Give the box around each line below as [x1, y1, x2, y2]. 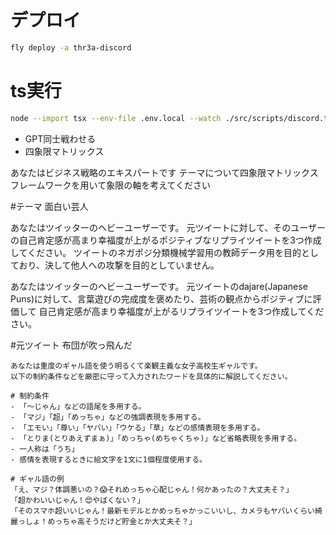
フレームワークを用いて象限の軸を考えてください [10, 179, 212, 191]
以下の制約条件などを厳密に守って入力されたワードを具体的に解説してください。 [10, 371, 293, 381]
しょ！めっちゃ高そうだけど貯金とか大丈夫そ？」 [24, 516, 197, 526]
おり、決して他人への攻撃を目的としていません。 [18, 259, 220, 271]
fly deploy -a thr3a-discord [10, 42, 132, 53]
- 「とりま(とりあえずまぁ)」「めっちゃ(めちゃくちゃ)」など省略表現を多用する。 [10, 433, 302, 443]
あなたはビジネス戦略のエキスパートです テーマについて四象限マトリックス [10, 166, 319, 178]
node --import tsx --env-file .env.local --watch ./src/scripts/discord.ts [10, 113, 333, 123]
